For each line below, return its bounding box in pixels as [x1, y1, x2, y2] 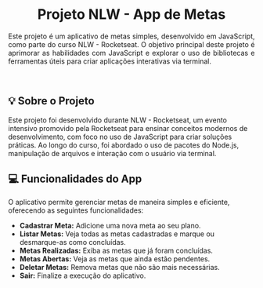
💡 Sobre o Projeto [8, 94, 95, 108]
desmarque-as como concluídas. [19, 237, 127, 246]
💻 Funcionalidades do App [8, 173, 142, 186]
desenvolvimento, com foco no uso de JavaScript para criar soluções [8, 132, 232, 141]
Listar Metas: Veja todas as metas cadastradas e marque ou [19, 229, 215, 239]
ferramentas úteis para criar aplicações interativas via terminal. [8, 57, 212, 66]
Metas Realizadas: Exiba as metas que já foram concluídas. [19, 246, 214, 255]
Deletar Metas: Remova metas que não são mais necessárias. [19, 262, 221, 272]
